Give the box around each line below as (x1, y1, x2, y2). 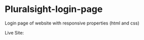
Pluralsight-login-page (5, 3, 103, 15)
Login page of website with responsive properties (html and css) (5, 20, 140, 26)
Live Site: (5, 29, 24, 35)
